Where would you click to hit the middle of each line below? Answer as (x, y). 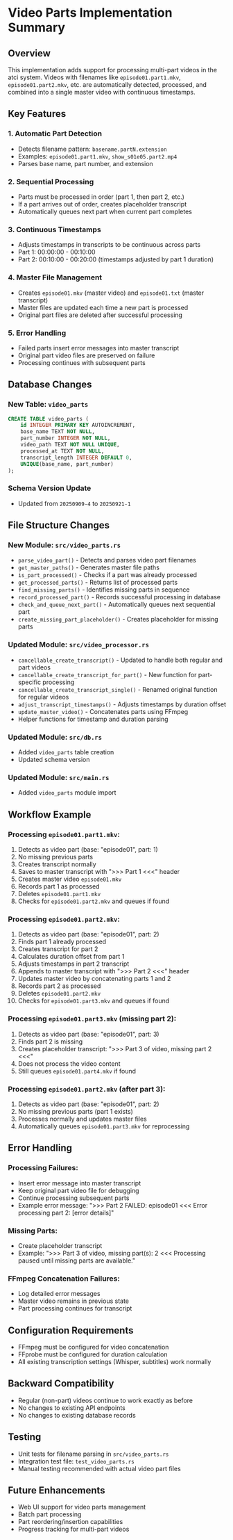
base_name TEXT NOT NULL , (58, 432)
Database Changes (50, 385)
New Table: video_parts (48, 405)
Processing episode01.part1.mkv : (64, 834)
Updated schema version (54, 760)
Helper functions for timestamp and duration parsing (93, 719)
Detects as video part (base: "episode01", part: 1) (88, 849)
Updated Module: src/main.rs (59, 777)
